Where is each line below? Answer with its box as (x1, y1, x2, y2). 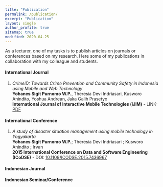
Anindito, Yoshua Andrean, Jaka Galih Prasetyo (12, 96, 108, 102)
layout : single (5, 21, 36, 26)
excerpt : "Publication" (5, 16, 54, 21)
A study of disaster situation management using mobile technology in (12, 128, 153, 135)
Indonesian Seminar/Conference (5, 177, 73, 183)
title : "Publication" (5, 7, 49, 12)
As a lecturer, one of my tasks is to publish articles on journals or (5, 47, 136, 54)
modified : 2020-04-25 (5, 35, 49, 40)
